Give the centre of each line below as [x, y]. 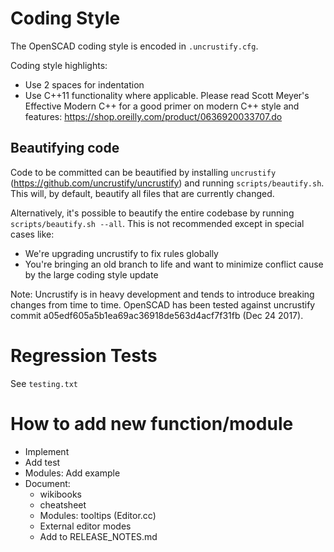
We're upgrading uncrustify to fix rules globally [121, 253]
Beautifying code [65, 148]
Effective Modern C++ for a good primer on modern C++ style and [162, 106]
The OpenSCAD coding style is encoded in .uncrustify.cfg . [134, 46]
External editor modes [85, 526]
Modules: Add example [72, 473]
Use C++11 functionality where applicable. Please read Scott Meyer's [167, 95]
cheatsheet [63, 504]
